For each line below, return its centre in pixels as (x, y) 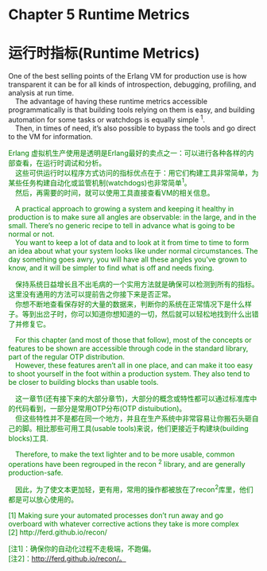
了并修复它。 (29, 324)
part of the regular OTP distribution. (67, 357)
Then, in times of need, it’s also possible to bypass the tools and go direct (136, 128)
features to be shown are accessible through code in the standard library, (128, 348)
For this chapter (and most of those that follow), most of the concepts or (133, 340)
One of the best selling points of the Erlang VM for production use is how (128, 76)
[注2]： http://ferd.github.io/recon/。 (67, 558)
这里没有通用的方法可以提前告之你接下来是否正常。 (92, 294)
